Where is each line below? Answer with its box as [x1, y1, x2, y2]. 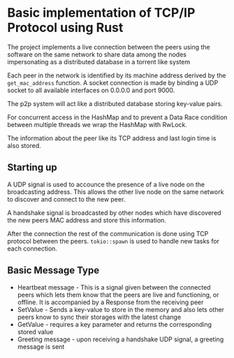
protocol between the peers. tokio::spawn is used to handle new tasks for [7, 237, 220, 245]
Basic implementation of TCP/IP [7, 5, 196, 21]
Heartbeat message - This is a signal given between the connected [17, 283, 211, 291]
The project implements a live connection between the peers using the [7, 43, 211, 51]
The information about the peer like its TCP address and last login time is [7, 134, 217, 142]
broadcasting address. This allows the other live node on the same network [7, 187, 224, 196]
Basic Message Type [7, 264, 100, 276]
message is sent [17, 342, 65, 350]
